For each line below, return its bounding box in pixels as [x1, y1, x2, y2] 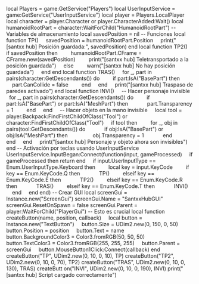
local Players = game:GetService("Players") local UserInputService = [6, 5, 176, 12]
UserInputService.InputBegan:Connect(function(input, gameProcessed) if [6, 151, 193, 158]
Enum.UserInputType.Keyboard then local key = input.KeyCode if [6, 163, 189, 171]
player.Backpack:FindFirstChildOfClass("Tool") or [6, 113, 128, 120]
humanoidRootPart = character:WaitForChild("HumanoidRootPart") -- [6, 24, 176, 31]
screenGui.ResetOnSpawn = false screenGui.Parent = [6, 202, 138, 208]
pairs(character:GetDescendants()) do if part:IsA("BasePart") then [6, 75, 181, 82]
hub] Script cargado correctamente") [26, 271, 117, 278]
